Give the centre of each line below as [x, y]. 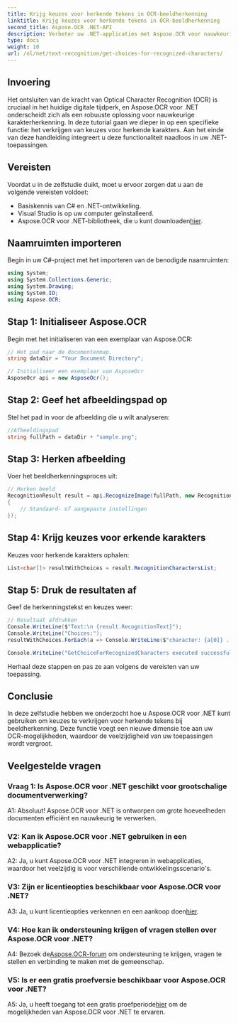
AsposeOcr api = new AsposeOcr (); [58, 378]
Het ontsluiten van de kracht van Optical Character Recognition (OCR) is [113, 100]
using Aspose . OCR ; [34, 299]
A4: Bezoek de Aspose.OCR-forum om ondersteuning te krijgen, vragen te [115, 954]
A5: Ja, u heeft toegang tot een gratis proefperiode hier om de [97, 1005]
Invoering [29, 82]
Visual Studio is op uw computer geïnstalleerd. [85, 213]
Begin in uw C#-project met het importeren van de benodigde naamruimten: [118, 260]
